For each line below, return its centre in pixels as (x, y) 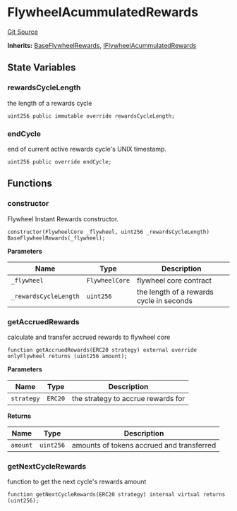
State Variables (42, 68)
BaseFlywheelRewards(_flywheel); (56, 238)
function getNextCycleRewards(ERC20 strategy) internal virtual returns (116, 495)
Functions (30, 184)
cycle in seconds (164, 300)
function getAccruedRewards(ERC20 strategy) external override (102, 350)
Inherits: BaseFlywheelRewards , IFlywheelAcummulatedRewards (102, 45)
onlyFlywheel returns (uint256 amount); (68, 356)
